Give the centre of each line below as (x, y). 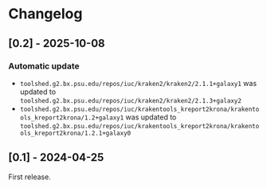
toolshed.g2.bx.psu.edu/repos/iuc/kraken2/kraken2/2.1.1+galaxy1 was (138, 83)
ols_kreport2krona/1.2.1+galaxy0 (75, 133)
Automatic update (44, 66)
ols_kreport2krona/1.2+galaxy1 (72, 117)
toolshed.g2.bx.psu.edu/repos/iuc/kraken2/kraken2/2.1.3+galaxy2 (130, 100)
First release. (30, 177)
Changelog (45, 14)
